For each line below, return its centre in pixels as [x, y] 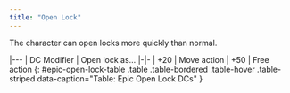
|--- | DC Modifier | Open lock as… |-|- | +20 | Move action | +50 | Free [139, 59]
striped [22, 78]
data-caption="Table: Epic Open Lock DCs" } [120, 78]
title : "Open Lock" [46, 17]
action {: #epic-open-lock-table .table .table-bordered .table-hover [133, 69]
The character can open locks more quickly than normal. [113, 43]
